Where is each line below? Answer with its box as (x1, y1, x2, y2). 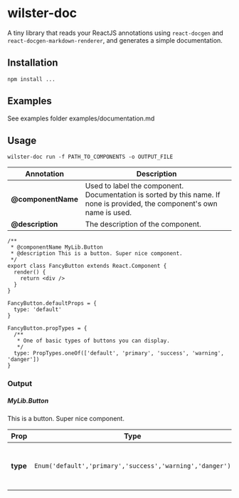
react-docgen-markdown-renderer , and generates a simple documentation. (7, 36, 223, 44)
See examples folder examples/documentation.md (7, 114, 155, 123)
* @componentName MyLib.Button (10, 244, 103, 251)
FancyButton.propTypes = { (7, 325, 87, 332)
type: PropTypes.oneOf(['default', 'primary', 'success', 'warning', (14, 350, 224, 357)
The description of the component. (85, 219, 201, 229)
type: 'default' (14, 306, 62, 313)
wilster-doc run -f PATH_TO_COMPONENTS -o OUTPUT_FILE (7, 153, 174, 161)
